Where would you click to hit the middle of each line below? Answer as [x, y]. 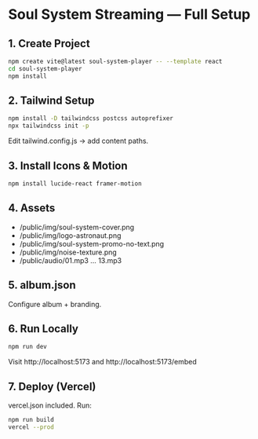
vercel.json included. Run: [50, 405]
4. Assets [32, 209]
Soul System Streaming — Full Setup [129, 15]
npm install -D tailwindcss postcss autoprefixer [91, 119]
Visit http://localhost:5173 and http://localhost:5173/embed [103, 362]
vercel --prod [31, 427]
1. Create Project [49, 44]
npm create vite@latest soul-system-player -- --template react [115, 61]
